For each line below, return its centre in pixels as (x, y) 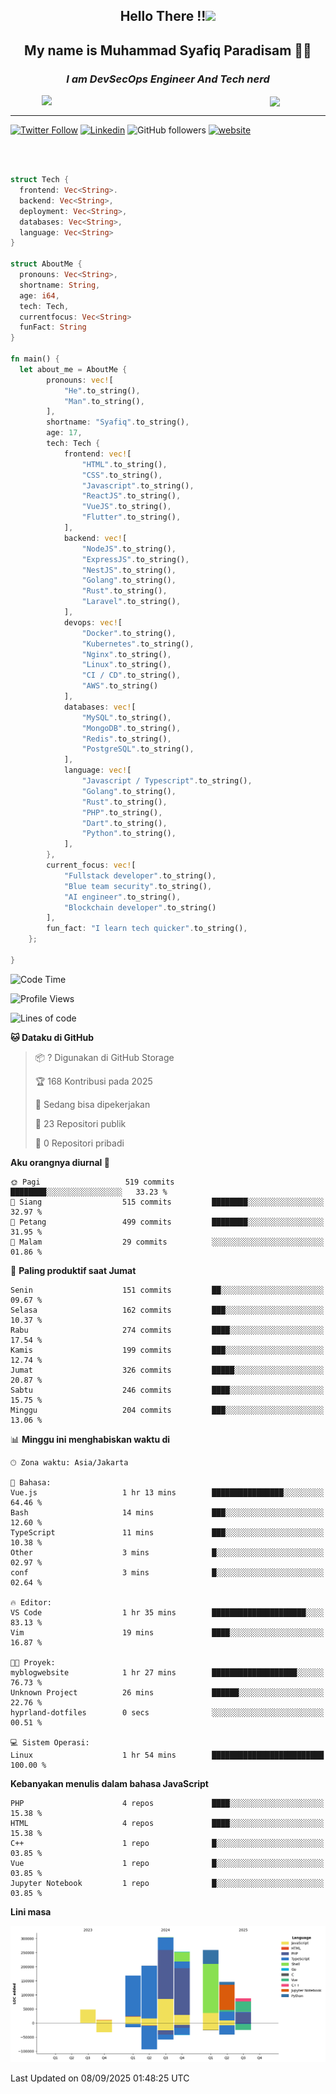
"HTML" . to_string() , (124, 464)
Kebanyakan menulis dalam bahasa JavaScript (109, 1783)
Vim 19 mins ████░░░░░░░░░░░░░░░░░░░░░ (167, 1632)
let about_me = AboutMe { (73, 369)
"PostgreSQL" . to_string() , (138, 749)
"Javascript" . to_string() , (138, 485)
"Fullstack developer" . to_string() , (140, 875)
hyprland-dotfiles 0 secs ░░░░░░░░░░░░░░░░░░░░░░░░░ (167, 1712)
